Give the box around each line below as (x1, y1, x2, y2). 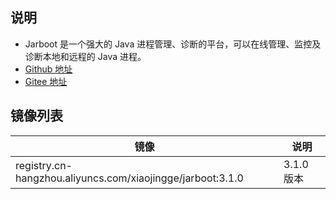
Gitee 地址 (24, 75, 68, 87)
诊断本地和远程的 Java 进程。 (24, 50, 147, 62)
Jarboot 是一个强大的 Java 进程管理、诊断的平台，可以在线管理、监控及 (24, 38, 322, 50)
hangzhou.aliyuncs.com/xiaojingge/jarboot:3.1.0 (15, 171, 244, 185)
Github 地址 (24, 63, 73, 75)
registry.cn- (15, 158, 73, 172)
